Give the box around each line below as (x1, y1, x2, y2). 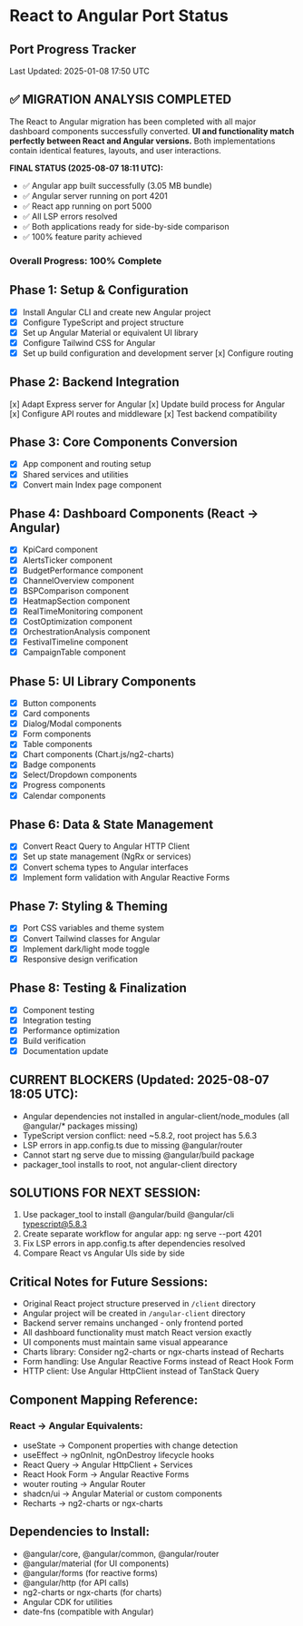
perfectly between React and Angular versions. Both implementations (9, 135, 276, 146)
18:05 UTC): (9, 1087, 79, 1102)
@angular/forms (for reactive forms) (22, 1567, 159, 1578)
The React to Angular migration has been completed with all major (9, 115, 257, 127)
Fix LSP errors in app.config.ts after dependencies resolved (22, 1238, 246, 1249)
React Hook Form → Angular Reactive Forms (22, 1468, 190, 1480)
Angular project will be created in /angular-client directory (22, 1308, 246, 1319)
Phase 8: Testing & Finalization (9, 981, 188, 996)
